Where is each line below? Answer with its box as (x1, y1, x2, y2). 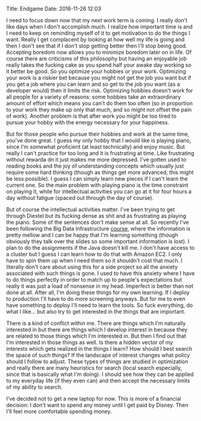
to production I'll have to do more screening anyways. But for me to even (6, 295, 185, 302)
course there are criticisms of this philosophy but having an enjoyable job (6, 55, 187, 62)
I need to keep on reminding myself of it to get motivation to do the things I (6, 29, 190, 37)
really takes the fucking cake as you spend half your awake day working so (6, 61, 191, 68)
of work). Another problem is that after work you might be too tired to (6, 112, 176, 120)
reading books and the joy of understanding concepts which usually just (6, 162, 184, 169)
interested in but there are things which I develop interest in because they (6, 326, 188, 333)
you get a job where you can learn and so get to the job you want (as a (6, 80, 181, 88)
